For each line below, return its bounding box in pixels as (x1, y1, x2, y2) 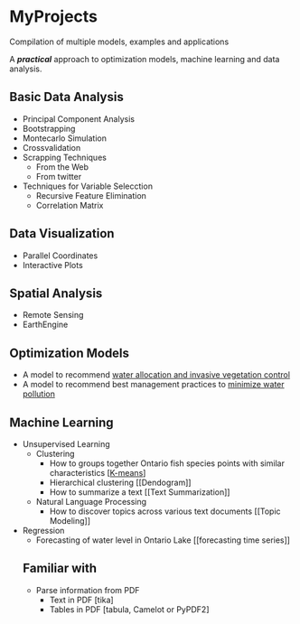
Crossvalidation (22, 142, 81, 153)
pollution (22, 388, 56, 399)
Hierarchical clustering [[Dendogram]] (49, 477, 192, 488)
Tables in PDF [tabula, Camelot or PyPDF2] (49, 603, 210, 615)
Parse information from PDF (35, 584, 140, 595)
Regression (22, 526, 65, 536)
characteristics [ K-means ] (49, 468, 146, 478)
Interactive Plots (22, 259, 83, 270)
